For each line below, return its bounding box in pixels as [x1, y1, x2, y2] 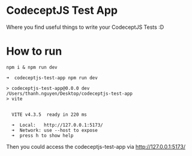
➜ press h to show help [11, 133, 74, 139]
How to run [6, 44, 62, 58]
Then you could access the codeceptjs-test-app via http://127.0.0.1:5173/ [6, 143, 186, 150]
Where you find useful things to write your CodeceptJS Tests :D [6, 23, 164, 31]
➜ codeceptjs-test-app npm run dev [6, 74, 98, 81]
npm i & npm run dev [6, 64, 58, 70]
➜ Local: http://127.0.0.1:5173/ [11, 122, 103, 128]
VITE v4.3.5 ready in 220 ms [11, 112, 87, 118]
